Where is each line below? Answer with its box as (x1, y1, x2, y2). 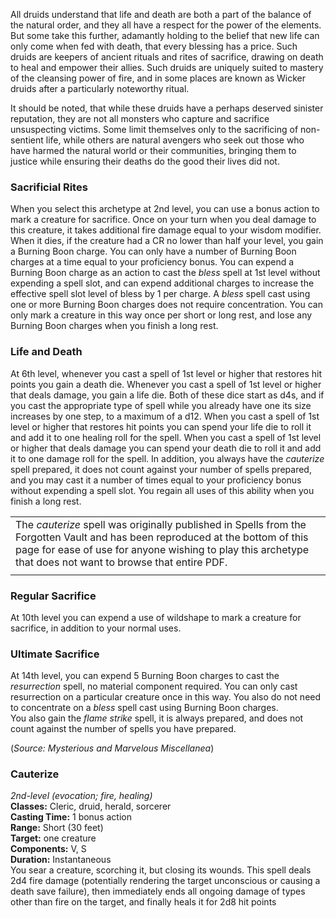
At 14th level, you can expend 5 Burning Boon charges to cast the (10, 670, 280, 682)
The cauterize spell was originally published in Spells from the (15, 517, 307, 531)
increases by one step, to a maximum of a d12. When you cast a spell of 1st (10, 410, 320, 422)
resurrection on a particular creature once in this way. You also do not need (10, 691, 322, 703)
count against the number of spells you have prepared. (10, 723, 237, 735)
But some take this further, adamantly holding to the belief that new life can (10, 30, 320, 41)
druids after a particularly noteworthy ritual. (10, 83, 190, 94)
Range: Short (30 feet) (10, 822, 104, 834)
